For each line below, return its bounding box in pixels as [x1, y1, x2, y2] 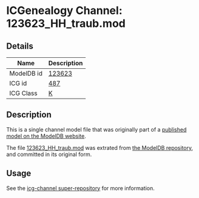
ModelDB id [9, 69, 43, 77]
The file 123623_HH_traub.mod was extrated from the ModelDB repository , [6, 144, 194, 151]
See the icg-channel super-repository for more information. [6, 184, 155, 192]
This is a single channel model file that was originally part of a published [6, 126, 187, 133]
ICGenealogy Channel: [6, 4, 123, 18]
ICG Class [9, 89, 38, 97]
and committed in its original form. [6, 150, 92, 158]
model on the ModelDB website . [6, 132, 87, 140]
